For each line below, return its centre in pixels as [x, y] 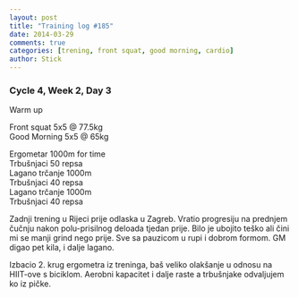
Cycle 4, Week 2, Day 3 [60, 90]
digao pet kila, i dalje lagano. [62, 248]
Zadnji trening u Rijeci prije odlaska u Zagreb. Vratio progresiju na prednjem [149, 219]
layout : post [34, 17]
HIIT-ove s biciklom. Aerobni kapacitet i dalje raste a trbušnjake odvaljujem [147, 275]
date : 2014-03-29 [42, 34]
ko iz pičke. [30, 284]
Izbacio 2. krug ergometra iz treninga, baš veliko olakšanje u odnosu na [141, 265]
